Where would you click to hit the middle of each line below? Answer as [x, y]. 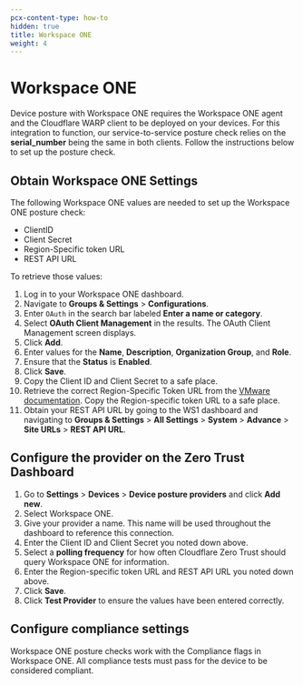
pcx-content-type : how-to [59, 18]
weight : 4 [29, 43]
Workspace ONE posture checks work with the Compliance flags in [136, 650]
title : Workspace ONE [51, 35]
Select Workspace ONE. [68, 513]
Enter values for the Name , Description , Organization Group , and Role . [157, 352]
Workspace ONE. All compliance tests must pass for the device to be [139, 660]
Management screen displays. [80, 332]
